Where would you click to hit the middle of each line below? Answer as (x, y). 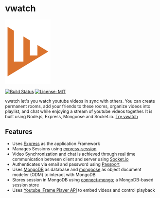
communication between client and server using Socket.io (70, 159)
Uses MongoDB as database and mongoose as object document (77, 169)
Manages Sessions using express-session (54, 148)
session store (26, 185)
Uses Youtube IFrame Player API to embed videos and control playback (83, 190)
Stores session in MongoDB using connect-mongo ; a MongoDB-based (83, 180)
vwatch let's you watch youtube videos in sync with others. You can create (80, 101)
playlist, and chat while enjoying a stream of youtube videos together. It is (79, 111)
